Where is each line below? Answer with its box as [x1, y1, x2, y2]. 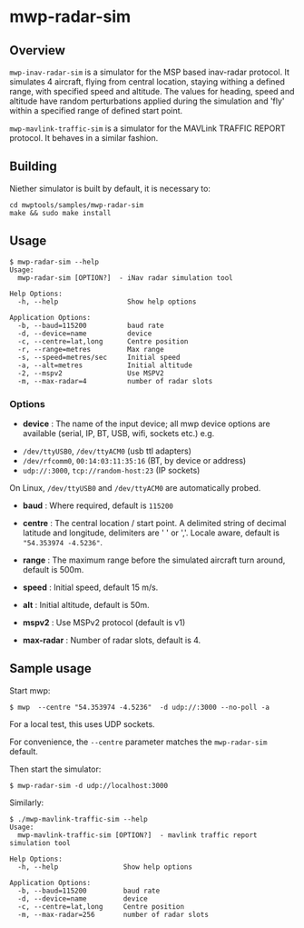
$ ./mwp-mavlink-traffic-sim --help [9, 814, 148, 823]
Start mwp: [9, 684, 51, 696]
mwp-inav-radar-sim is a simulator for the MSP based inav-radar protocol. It [9, 66, 290, 77]
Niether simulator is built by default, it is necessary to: [9, 183, 211, 194]
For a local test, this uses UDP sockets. [9, 718, 156, 729]
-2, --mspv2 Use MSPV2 [17, 368, 165, 378]
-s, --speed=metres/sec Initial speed [17, 353, 181, 362]
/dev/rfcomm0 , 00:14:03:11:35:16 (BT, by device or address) [22, 454, 247, 465]
